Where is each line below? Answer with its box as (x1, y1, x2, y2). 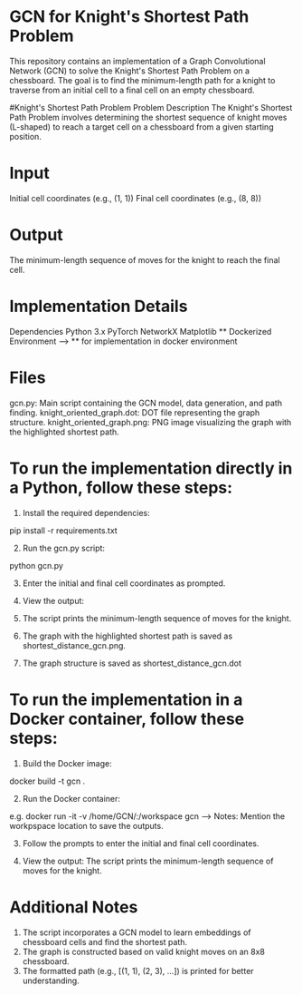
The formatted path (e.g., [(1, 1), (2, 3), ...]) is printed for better (22, 965, 255, 976)
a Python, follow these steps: (9, 477, 233, 498)
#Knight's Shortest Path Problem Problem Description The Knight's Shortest (9, 102, 293, 112)
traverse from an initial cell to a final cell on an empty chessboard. (9, 84, 255, 95)
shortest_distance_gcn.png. (22, 639, 127, 650)
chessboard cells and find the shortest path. (22, 936, 188, 947)
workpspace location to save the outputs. (9, 820, 165, 831)
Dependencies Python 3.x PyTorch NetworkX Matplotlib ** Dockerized (9, 326, 272, 337)
